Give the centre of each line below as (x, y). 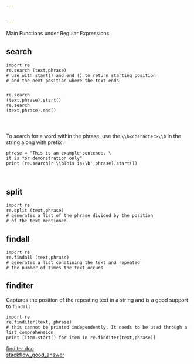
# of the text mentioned (36, 221)
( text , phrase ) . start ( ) (34, 101)
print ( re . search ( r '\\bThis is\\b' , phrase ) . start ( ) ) (72, 163)
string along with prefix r (36, 142)
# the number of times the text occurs (55, 268)
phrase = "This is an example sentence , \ (59, 153)
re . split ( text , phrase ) (35, 211)
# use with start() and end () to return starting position (81, 75)
